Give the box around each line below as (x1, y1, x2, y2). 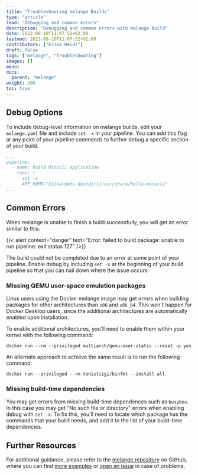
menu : (6, 63, 20, 70)
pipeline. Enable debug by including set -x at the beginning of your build (6, 260, 184, 267)
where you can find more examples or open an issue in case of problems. (6, 463, 185, 470)
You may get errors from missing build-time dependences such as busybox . (6, 398, 189, 405)
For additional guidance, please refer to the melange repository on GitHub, (6, 456, 187, 463)
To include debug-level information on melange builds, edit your (6, 123, 163, 130)
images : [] (6, 58, 33, 64)
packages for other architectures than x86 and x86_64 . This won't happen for (6, 301, 192, 308)
